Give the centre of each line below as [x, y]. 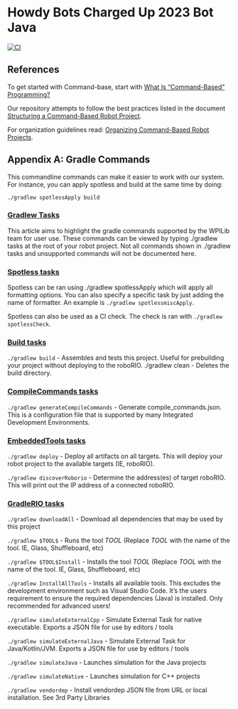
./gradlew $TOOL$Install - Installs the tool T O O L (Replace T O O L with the [114, 562]
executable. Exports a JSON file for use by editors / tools [91, 627]
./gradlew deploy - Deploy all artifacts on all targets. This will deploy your [115, 456]
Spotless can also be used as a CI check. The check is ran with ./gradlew [115, 316]
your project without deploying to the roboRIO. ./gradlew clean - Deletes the [118, 366]
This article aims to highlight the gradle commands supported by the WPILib [119, 231]
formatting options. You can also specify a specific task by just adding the [116, 295]
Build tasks [27, 343]
